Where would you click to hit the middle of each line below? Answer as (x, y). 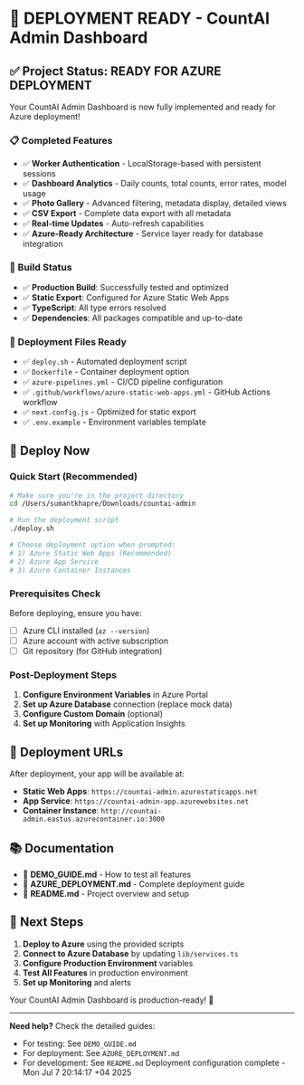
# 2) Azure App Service (54, 562)
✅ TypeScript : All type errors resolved (94, 308)
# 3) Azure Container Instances (70, 570)
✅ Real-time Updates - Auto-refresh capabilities (113, 224)
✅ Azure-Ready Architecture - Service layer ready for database (143, 233)
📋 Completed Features (61, 140)
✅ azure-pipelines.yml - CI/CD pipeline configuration (123, 381)
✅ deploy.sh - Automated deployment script (104, 361)
